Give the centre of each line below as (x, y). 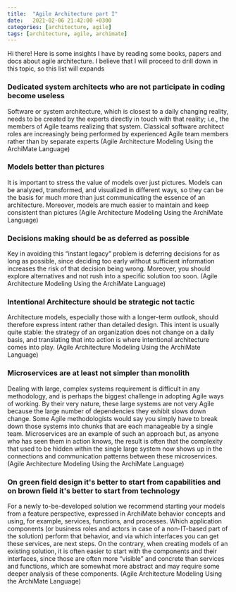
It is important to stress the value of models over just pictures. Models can (115, 182)
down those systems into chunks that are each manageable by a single (110, 426)
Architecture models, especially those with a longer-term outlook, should (113, 317)
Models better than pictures (56, 167)
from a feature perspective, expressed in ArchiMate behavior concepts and (116, 514)
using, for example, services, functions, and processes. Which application (114, 521)
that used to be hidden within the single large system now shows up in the (115, 449)
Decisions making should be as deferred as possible (98, 238)
